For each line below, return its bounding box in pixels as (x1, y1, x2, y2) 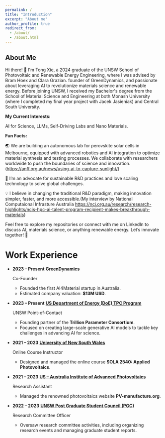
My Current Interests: (5, 113, 51, 119)
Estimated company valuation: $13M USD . (19, 290, 106, 296)
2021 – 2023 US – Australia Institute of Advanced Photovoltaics (12, 374, 146, 380)
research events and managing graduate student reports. (19, 427, 137, 433)
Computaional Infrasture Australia (5, 201, 74, 207)
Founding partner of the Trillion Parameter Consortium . (19, 319, 135, 325)
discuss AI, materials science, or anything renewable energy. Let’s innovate (5, 226, 159, 232)
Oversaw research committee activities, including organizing (19, 422, 144, 428)
